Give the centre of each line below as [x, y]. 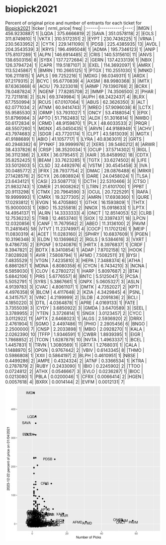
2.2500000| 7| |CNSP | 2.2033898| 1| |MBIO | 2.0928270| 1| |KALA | [75, 329]
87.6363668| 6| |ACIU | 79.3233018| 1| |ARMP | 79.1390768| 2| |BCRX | [78, 86]
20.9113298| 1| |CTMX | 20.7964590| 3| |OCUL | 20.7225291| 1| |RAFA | [78, 192]
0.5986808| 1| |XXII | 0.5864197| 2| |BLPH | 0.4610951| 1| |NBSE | [72, 355]
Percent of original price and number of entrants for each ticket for [73, 23]
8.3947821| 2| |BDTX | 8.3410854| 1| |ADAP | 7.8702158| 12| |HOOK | [75, 250]
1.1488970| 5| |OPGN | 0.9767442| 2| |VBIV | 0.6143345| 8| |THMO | [75, 350]
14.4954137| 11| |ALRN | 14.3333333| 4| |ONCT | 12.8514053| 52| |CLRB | [80, 213]
